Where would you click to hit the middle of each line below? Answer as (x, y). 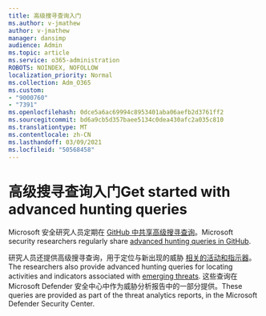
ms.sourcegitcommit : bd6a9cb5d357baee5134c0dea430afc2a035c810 (116, 120)
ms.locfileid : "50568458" (51, 150)
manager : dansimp (37, 38)
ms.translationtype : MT (48, 127)
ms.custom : (26, 90)
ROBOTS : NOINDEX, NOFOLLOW (53, 68)
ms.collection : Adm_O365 (50, 82)
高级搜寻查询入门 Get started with (119, 192)
